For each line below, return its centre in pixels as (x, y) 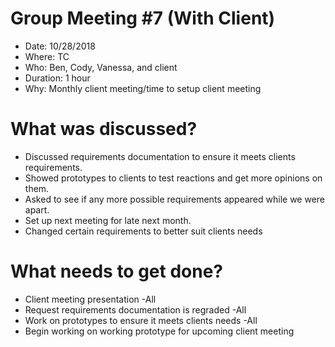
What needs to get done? (117, 271)
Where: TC (47, 56)
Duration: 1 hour (57, 78)
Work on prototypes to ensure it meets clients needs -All (141, 320)
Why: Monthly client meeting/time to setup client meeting (143, 88)
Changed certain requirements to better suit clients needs (143, 231)
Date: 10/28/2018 (60, 46)
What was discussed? (104, 129)
